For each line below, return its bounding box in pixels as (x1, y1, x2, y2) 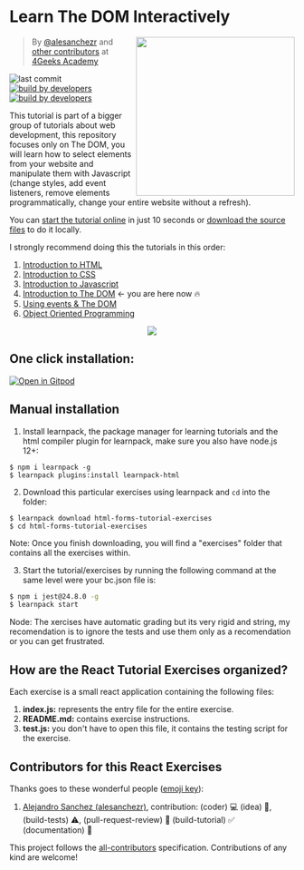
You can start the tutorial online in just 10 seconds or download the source (9, 214, 286, 225)
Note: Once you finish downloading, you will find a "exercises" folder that (9, 537, 282, 548)
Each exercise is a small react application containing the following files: (9, 687, 274, 698)
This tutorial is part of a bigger (9, 110, 122, 121)
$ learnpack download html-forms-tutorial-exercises (9, 513, 213, 523)
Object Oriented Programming (22, 308, 136, 318)
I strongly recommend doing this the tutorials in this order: (9, 241, 226, 252)
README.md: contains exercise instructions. (22, 714, 191, 725)
